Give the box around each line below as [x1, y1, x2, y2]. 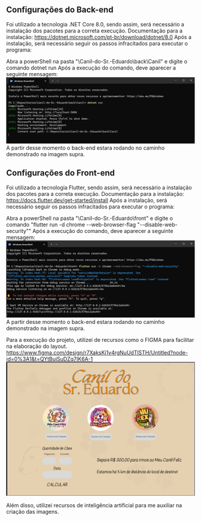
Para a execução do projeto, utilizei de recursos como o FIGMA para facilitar [6, 337, 194, 344]
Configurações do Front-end [6, 168, 115, 178]
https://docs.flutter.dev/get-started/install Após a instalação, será [6, 196, 167, 204]
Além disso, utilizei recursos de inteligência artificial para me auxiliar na [6, 502, 182, 509]
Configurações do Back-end [6, 5, 114, 15]
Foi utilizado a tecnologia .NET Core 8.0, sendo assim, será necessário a [6, 20, 184, 28]
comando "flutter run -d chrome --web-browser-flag [6, 221, 136, 228]
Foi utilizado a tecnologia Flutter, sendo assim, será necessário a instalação [6, 184, 193, 191]
